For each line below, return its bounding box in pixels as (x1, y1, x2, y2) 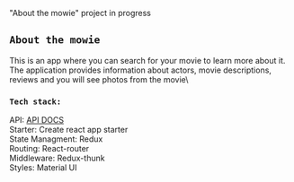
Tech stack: (9, 96, 62, 107)
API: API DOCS (9, 115, 65, 126)
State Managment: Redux (9, 134, 103, 144)
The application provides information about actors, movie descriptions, (9, 65, 272, 75)
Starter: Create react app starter (9, 125, 129, 135)
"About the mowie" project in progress (9, 8, 151, 18)
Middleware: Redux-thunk (9, 152, 105, 164)
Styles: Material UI (9, 162, 77, 173)
